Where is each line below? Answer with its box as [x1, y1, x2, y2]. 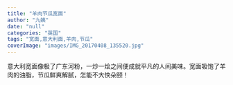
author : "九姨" [7, 17, 49, 23]
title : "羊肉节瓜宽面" [7, 10, 67, 17]
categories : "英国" [7, 29, 62, 37]
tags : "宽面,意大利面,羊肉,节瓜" [7, 36, 94, 43]
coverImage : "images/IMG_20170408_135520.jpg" [7, 42, 144, 49]
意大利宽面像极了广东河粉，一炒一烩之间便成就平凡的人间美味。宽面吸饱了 [7, 62, 220, 70]
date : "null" [7, 23, 45, 30]
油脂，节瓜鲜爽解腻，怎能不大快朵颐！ [19, 70, 129, 79]
